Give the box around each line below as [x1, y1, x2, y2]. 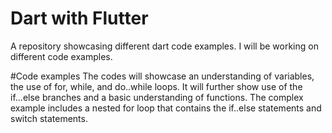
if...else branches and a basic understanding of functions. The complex [10, 91, 304, 103]
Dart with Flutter [10, 7, 149, 30]
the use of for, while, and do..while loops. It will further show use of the [10, 80, 303, 92]
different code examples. [10, 50, 113, 62]
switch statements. [10, 112, 88, 124]
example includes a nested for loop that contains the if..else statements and [10, 102, 322, 114]
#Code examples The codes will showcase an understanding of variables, [10, 70, 315, 82]
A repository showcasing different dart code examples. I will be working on [10, 40, 319, 52]
